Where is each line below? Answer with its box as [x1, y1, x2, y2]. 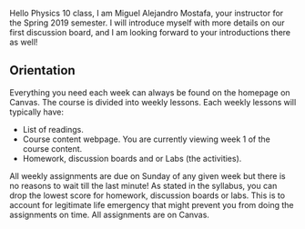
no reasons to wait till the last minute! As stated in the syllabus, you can [9, 180, 278, 191]
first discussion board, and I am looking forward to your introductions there [9, 27, 291, 37]
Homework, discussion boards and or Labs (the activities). [22, 153, 242, 164]
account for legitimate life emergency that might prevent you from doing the [9, 199, 294, 210]
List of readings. [22, 124, 84, 134]
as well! [9, 36, 38, 47]
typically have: [9, 106, 65, 117]
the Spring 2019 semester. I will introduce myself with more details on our [9, 17, 285, 28]
